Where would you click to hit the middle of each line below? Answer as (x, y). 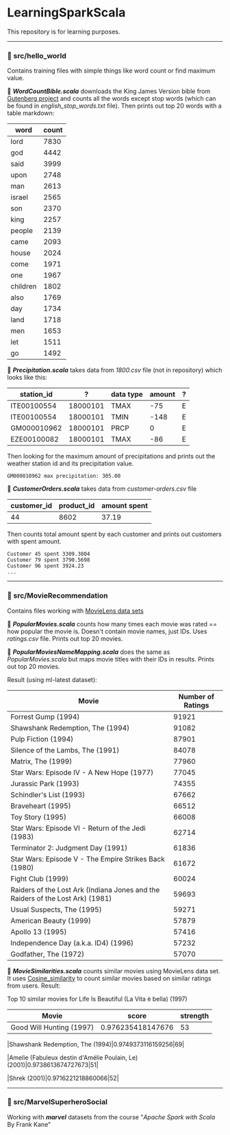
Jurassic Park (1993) (45, 783)
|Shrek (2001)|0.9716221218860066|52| (63, 1078)
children (24, 286)
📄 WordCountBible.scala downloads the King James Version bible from (109, 91)
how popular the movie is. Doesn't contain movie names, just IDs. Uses (107, 631)
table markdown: (31, 113)
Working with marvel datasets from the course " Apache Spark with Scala (111, 1117)
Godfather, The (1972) (48, 954)
